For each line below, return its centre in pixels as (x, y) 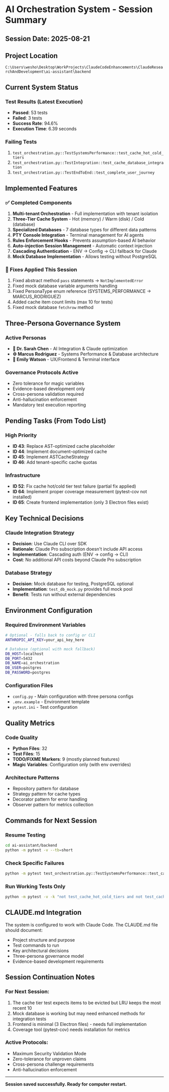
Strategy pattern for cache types (46, 794)
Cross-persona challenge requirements (53, 1064)
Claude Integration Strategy (40, 533)
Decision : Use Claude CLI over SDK (50, 544)
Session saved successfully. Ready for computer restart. (66, 1084)
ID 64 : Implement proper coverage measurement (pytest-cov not (80, 492)
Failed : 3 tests (27, 118)
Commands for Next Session (51, 821)
